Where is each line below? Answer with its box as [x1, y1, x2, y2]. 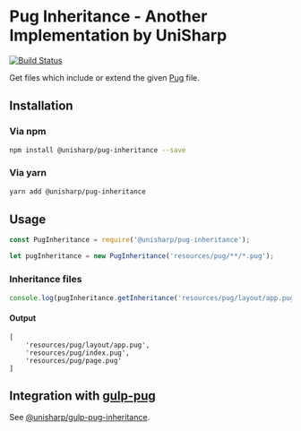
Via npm [9, 125, 47, 138]
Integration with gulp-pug [9, 388, 157, 403]
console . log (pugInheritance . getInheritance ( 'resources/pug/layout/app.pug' [9, 293, 298, 302]
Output [9, 313, 37, 323]
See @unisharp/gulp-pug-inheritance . [9, 412, 150, 423]
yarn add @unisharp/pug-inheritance [9, 186, 146, 196]
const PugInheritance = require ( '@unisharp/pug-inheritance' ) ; [9, 236, 251, 245]
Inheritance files [9, 273, 82, 286]
